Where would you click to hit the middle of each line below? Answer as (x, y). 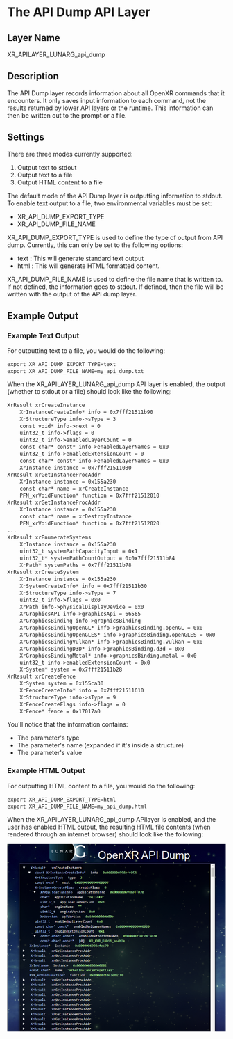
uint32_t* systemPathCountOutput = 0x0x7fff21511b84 (97, 558)
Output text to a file (45, 175)
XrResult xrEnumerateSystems (49, 538)
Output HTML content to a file (60, 182)
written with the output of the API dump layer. (72, 294)
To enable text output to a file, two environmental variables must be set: (110, 203)
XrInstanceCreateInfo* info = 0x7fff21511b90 (87, 412)
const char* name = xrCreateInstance (74, 489)
